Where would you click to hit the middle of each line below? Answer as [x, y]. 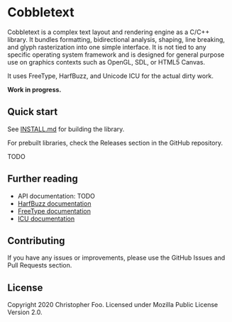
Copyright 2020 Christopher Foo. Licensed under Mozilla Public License [113, 305]
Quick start [33, 112]
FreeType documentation [54, 211]
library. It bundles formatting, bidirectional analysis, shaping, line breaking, [116, 39]
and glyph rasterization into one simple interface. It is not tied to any [107, 47]
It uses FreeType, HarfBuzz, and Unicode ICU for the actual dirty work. [111, 76]
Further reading [43, 179]
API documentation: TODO [56, 196]
